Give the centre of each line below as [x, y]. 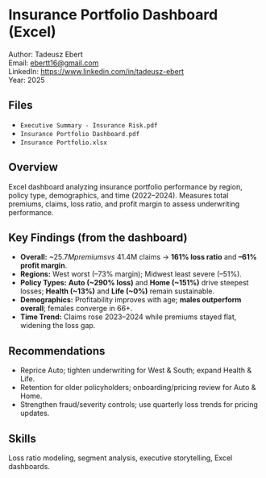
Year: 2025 [27, 80]
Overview [33, 167]
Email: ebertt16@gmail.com [54, 63]
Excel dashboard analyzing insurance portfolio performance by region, [126, 186]
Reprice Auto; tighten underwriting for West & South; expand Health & [136, 370]
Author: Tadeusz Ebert [46, 54]
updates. [35, 414]
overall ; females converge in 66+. [76, 309]
